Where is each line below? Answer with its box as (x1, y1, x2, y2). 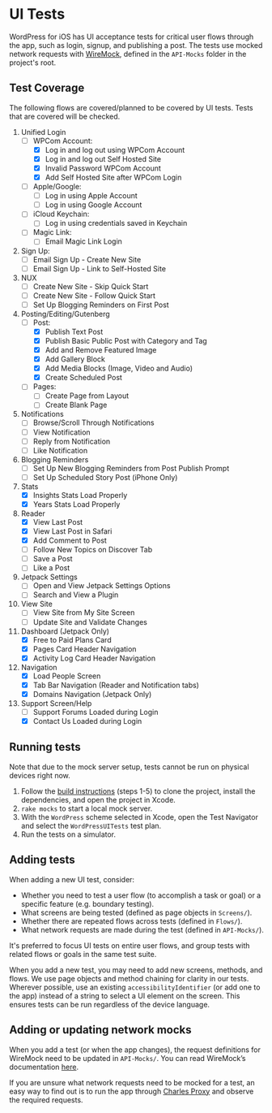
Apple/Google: (32, 182, 82, 192)
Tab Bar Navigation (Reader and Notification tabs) (32, 680, 199, 690)
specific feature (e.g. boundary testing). (20, 899, 155, 908)
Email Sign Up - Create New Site (32, 254, 142, 264)
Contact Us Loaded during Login (32, 717, 142, 725)
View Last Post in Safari (32, 526, 113, 536)
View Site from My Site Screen (32, 608, 135, 617)
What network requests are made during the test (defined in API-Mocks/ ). (20, 925, 264, 934)
